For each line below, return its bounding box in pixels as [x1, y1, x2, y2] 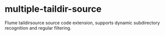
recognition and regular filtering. [5, 25, 72, 31]
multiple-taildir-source [5, 3, 102, 15]
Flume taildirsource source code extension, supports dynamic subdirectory [5, 20, 160, 26]
